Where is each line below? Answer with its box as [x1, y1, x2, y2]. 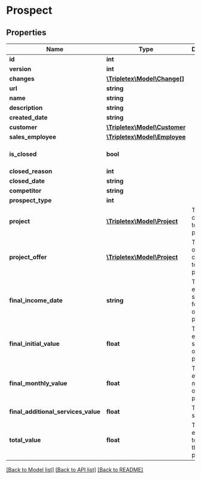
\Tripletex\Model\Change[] [106, 75, 184, 82]
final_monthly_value [9, 379, 68, 387]
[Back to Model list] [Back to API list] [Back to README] [6, 466, 144, 473]
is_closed [9, 150, 37, 158]
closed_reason [9, 167, 53, 175]
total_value [9, 436, 41, 444]
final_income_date [9, 296, 63, 305]
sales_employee [9, 133, 57, 141]
